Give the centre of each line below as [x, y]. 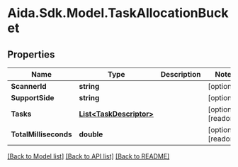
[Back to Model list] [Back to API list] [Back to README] [89, 156]
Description [181, 74]
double [91, 134]
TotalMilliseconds [41, 134]
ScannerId [29, 86]
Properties [31, 54]
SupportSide [33, 98]
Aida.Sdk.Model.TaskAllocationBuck [118, 13]
